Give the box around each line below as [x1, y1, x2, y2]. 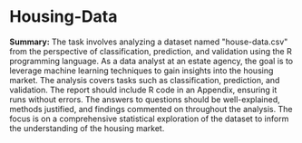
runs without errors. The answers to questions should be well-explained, [9, 93, 281, 105]
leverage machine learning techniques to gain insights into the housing [9, 65, 274, 76]
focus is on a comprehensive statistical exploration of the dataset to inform [9, 113, 289, 124]
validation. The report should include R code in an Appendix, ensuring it [9, 84, 278, 95]
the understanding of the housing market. [9, 122, 165, 133]
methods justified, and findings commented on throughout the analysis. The [9, 103, 293, 114]
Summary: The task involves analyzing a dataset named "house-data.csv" [9, 36, 288, 47]
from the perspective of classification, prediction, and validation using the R [9, 45, 292, 56]
